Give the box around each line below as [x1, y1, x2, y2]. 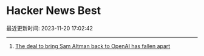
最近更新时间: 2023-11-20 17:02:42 [6, 24, 93, 32]
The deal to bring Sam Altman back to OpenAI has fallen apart [15, 42, 171, 49]
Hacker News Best [6, 4, 101, 18]
